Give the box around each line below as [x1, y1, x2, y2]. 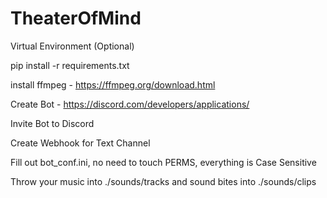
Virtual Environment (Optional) [10, 40, 135, 52]
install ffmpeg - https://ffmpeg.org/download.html [10, 78, 216, 91]
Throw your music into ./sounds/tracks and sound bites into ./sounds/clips [10, 175, 317, 187]
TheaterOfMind [10, 7, 142, 30]
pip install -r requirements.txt [10, 59, 130, 71]
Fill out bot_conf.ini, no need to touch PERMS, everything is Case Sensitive [10, 156, 317, 168]
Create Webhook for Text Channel [10, 137, 151, 149]
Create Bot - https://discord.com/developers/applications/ [10, 98, 250, 110]
